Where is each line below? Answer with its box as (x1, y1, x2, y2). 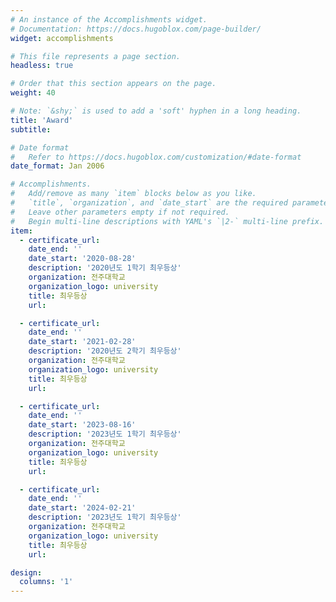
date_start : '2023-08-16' (28, 420, 137, 430)
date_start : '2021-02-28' (28, 337, 137, 347)
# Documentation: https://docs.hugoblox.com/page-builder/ (10, 24, 262, 34)
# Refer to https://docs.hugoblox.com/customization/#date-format (10, 152, 302, 162)
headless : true (10, 61, 74, 71)
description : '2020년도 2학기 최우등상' (28, 346, 182, 356)
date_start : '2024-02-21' (28, 503, 137, 513)
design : (10, 567, 43, 578)
